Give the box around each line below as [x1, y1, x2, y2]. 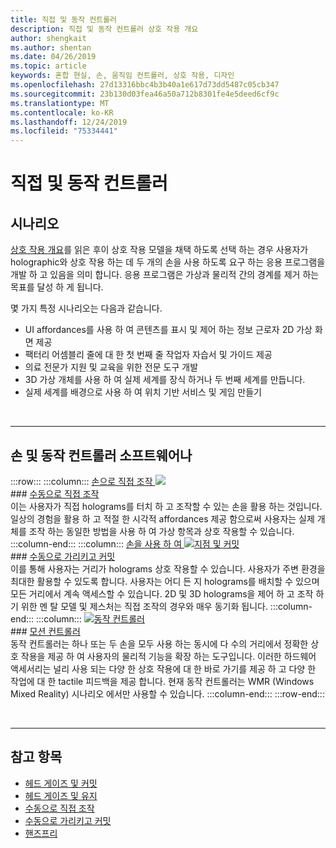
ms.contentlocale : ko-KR [10, 107, 114, 118]
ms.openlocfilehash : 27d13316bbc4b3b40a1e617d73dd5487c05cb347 [10, 80, 280, 90]
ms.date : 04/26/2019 [10, 52, 97, 62]
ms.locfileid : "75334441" [10, 126, 118, 136]
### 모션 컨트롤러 [10, 625, 81, 637]
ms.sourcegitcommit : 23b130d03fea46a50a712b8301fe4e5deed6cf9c [10, 89, 280, 99]
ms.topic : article [10, 61, 87, 71]
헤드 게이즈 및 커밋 [24, 777, 98, 789]
